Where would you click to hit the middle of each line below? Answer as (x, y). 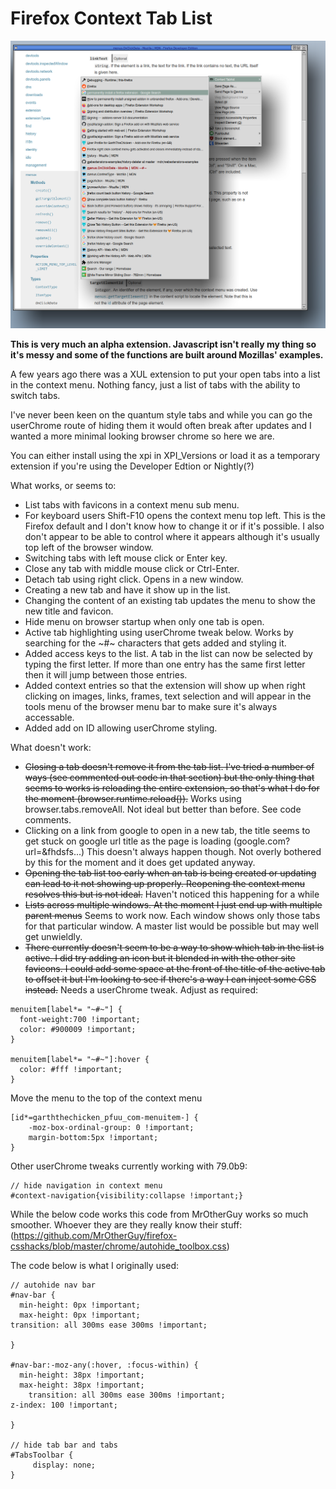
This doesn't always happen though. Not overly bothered (204, 852)
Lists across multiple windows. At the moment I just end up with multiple (173, 905)
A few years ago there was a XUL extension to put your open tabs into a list (165, 374)
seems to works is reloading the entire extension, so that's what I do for (172, 788)
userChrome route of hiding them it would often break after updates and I (161, 426)
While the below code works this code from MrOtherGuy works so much (159, 1214)
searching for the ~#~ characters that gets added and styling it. (155, 643)
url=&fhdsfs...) (54, 852)
